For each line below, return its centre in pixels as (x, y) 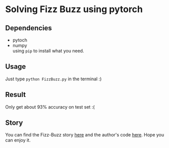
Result (16, 95)
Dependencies (29, 28)
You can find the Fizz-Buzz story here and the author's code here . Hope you (85, 135)
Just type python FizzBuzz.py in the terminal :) (53, 79)
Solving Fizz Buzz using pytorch (74, 9)
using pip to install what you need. (48, 51)
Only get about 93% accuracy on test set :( (50, 107)
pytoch (20, 40)
